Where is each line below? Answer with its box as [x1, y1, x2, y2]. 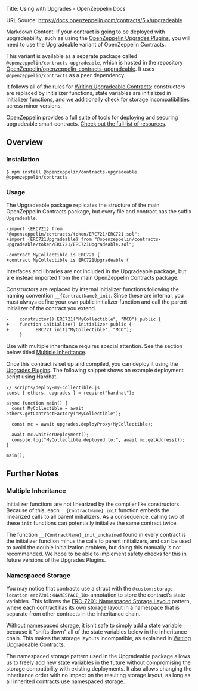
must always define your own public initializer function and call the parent [6, 298, 187, 305]
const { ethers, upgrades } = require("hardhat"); [6, 390, 135, 396]
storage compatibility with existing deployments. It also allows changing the [6, 665, 192, 672]
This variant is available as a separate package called [6, 53, 137, 59]
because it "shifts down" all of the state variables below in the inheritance [6, 628, 187, 635]
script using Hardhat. [6, 373, 58, 380]
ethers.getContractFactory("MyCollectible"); [6, 411, 121, 417]
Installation [6, 155, 40, 164]
